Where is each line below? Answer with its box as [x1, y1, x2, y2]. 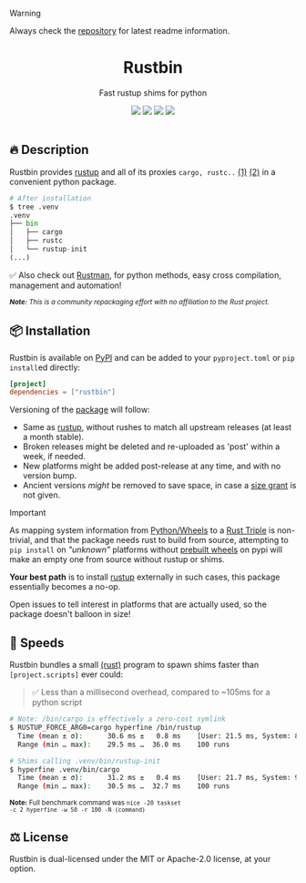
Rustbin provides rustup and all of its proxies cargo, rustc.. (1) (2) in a [9, 166, 276, 177]
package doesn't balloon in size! [9, 609, 131, 620]
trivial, [9, 535, 33, 546]
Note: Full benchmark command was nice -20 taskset [9, 798, 181, 807]
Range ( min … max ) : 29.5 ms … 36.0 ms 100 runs [17, 740, 230, 749]
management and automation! [9, 280, 122, 291]
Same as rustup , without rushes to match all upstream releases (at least [22, 422, 292, 433]
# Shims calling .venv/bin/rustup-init [9, 756, 161, 765]
